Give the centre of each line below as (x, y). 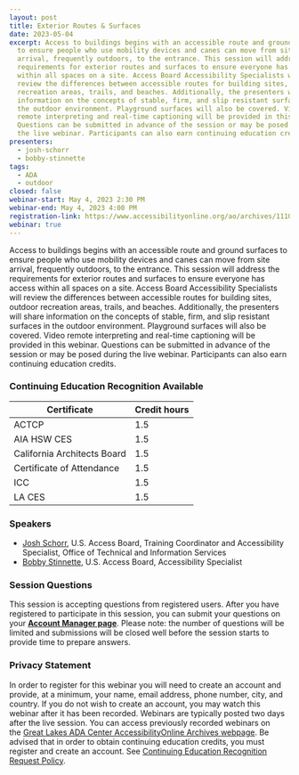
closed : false (36, 192)
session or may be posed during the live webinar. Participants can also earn (148, 354)
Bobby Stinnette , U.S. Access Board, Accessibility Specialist (132, 562)
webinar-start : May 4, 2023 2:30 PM (77, 200)
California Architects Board (70, 453)
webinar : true (36, 224)
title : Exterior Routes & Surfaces (75, 26)
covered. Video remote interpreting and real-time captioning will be (133, 335)
